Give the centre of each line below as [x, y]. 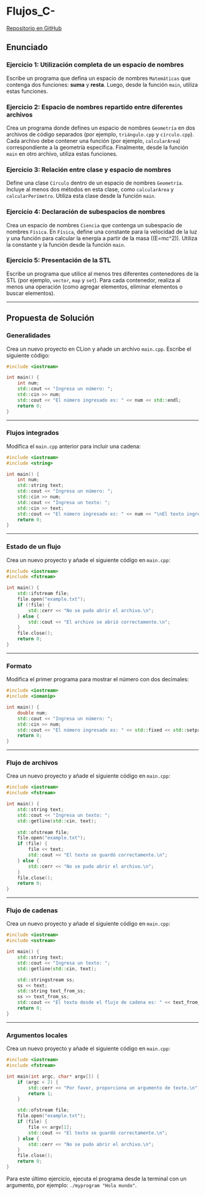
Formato [19, 666]
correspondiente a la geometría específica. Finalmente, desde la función [97, 147]
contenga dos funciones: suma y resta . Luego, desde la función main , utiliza [102, 84]
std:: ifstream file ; [43, 594]
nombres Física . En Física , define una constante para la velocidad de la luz [102, 232]
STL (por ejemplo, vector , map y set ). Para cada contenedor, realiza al [94, 280]
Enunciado [27, 47]
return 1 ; [41, 1094]
